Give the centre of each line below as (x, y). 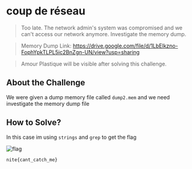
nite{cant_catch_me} (32, 160)
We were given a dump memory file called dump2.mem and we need (88, 97)
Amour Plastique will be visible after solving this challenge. (94, 64)
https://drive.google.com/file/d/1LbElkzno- (125, 46)
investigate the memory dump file (48, 103)
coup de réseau (46, 11)
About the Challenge (46, 83)
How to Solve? (34, 122)
